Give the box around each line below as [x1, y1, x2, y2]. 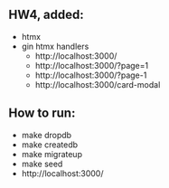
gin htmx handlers [21, 41, 89, 52]
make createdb [21, 139, 79, 150]
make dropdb [21, 129, 72, 140]
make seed [21, 158, 63, 169]
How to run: [8, 106, 76, 121]
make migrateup [21, 148, 83, 159]
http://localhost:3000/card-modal [34, 79, 161, 89]
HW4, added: [8, 7, 85, 23]
